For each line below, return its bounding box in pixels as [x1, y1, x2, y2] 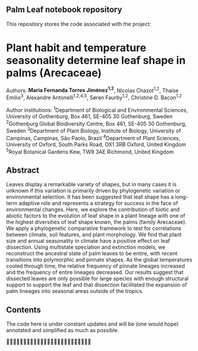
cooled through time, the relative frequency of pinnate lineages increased [6, 262, 185, 269]
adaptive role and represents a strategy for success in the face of [18, 200, 178, 207]
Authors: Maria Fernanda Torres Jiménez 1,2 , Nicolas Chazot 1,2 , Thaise [6, 86, 179, 94]
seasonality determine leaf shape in [6, 54, 186, 67]
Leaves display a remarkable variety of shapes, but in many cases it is [6, 181, 177, 188]
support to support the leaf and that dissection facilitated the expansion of [6, 281, 187, 288]
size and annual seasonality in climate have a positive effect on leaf [6, 238, 170, 245]
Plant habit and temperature [6, 41, 147, 54]
